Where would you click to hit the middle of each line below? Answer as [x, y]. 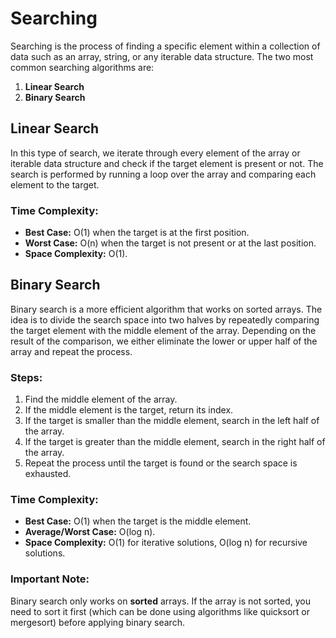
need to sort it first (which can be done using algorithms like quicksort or [160, 611]
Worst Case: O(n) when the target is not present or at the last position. [170, 243]
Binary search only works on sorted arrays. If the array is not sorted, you [160, 601]
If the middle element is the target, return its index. [129, 410]
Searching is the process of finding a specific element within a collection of [165, 46]
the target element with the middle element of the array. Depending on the [163, 330]
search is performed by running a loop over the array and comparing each [163, 174]
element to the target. [55, 184]
